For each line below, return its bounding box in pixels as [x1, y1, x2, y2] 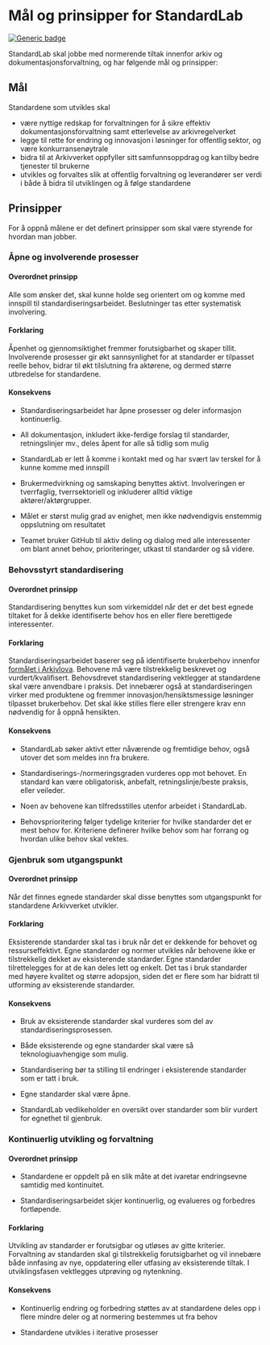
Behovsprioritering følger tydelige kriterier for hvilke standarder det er [19, 816, 252, 826]
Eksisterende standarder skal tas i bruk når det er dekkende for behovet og [8, 937, 258, 947]
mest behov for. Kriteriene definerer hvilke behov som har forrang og [19, 825, 249, 835]
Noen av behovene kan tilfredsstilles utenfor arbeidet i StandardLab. [19, 801, 247, 811]
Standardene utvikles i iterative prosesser [19, 1327, 159, 1337]
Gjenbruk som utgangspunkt [8, 854, 123, 865]
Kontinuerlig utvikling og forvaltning [8, 1134, 154, 1145]
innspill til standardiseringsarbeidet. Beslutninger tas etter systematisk [8, 298, 242, 308]
